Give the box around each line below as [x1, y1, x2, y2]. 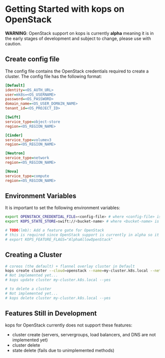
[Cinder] [5, 133, 23, 138]
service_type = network [5, 155, 50, 161]
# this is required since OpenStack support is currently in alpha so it [5, 232, 160, 237]
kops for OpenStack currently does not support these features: [5, 322, 133, 328]
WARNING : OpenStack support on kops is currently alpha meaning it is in [5, 30, 154, 36]
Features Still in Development [5, 309, 97, 318]
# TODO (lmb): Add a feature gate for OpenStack [5, 228, 105, 233]
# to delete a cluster [5, 286, 52, 291]
